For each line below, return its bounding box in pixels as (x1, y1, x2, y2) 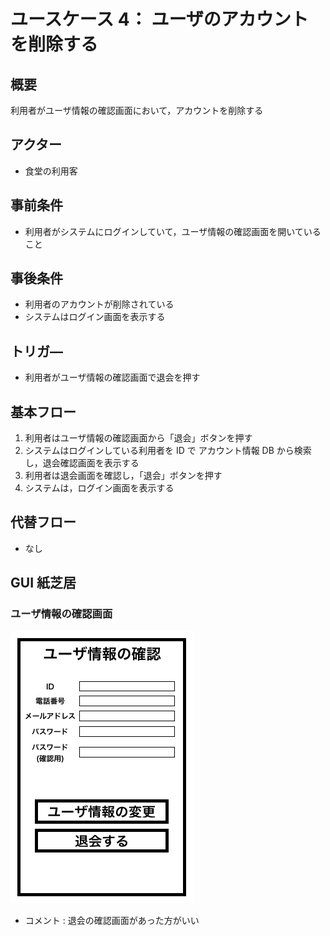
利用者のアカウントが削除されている (24, 298, 175, 310)
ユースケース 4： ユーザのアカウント (10, 8, 309, 31)
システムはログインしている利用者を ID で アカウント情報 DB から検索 (24, 445, 312, 457)
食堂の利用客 (24, 165, 78, 177)
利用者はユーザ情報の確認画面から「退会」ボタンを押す (24, 432, 253, 444)
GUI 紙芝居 (10, 575, 77, 592)
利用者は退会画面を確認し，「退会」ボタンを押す (24, 470, 223, 482)
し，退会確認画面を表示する (24, 457, 140, 469)
